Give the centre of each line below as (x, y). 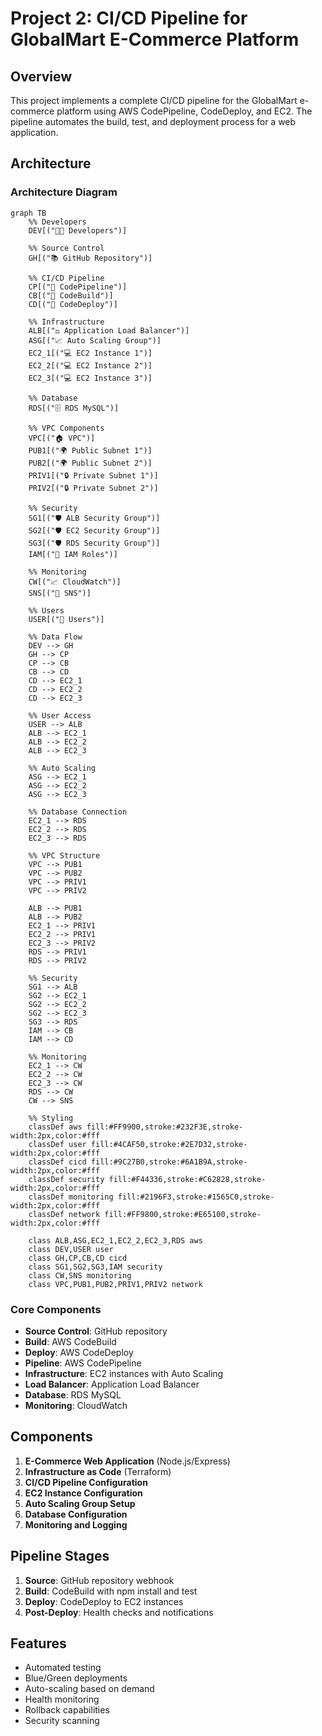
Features (38, 1643)
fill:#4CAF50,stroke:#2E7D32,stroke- (169, 1144)
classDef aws (55, 1127)
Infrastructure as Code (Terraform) (98, 1471)
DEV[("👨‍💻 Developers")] (78, 230)
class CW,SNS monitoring (80, 1275)
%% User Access (60, 715)
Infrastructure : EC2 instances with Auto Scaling (124, 1373)
